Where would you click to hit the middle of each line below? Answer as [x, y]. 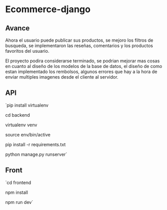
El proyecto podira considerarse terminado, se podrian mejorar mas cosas [82, 61]
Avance [17, 28]
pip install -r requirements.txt [35, 144]
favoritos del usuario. [27, 51]
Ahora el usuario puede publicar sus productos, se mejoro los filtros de [79, 40]
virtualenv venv [21, 125]
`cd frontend [18, 182]
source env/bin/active [28, 134]
